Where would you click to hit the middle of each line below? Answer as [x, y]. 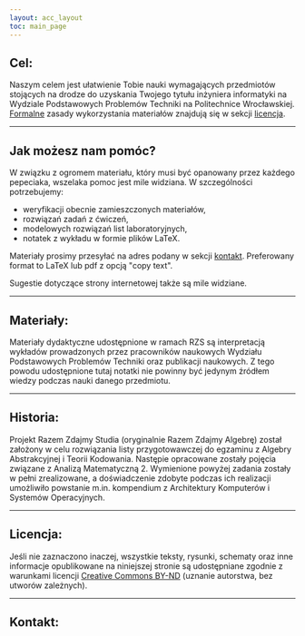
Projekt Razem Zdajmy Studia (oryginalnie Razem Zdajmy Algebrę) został [146, 439]
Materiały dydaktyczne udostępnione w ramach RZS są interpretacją [138, 342]
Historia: [34, 418]
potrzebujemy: [36, 192]
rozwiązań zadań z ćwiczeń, [75, 220]
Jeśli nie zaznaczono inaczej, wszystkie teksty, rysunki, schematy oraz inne [151, 556]
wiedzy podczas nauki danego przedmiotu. [90, 380]
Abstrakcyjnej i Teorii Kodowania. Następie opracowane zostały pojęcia [143, 458]
